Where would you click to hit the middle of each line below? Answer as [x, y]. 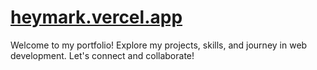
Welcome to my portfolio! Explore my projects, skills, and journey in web [159, 45]
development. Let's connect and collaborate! [102, 55]
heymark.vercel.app [96, 17]
